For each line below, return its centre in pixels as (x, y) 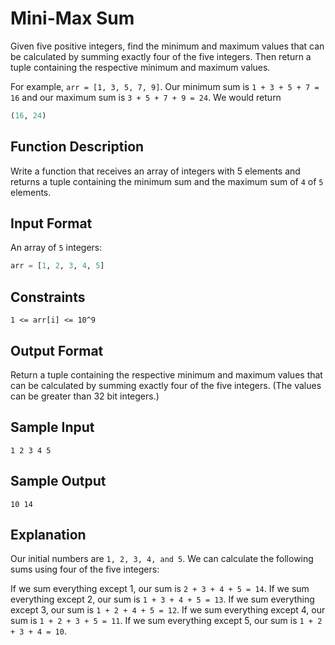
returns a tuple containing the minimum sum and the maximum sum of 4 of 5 (167, 181)
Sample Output (58, 481)
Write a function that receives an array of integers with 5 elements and (155, 171)
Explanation (48, 534)
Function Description (77, 147)
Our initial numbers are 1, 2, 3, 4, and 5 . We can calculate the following (162, 559)
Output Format (57, 350)
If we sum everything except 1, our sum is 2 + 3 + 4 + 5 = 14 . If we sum (160, 589)
